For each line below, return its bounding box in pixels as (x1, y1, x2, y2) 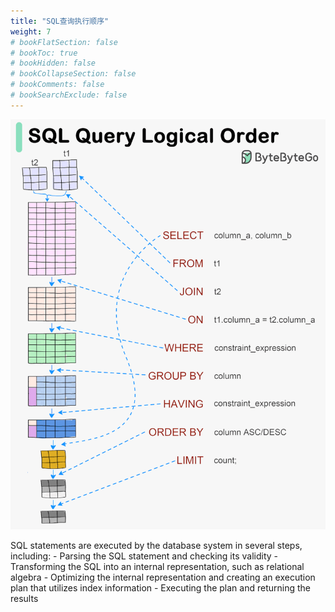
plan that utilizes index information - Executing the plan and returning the (10, 581, 311, 594)
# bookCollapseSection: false (10, 69, 137, 79)
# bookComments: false (10, 80, 105, 90)
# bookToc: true (10, 48, 78, 58)
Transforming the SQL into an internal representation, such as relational (10, 560, 305, 572)
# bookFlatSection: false (10, 37, 118, 47)
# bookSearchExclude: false (10, 90, 128, 100)
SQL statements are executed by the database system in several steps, (10, 539, 303, 551)
